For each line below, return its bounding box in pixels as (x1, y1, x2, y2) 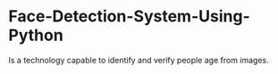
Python (8, 25, 63, 45)
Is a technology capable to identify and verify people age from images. (8, 54, 269, 65)
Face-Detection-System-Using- (8, 6, 251, 27)
